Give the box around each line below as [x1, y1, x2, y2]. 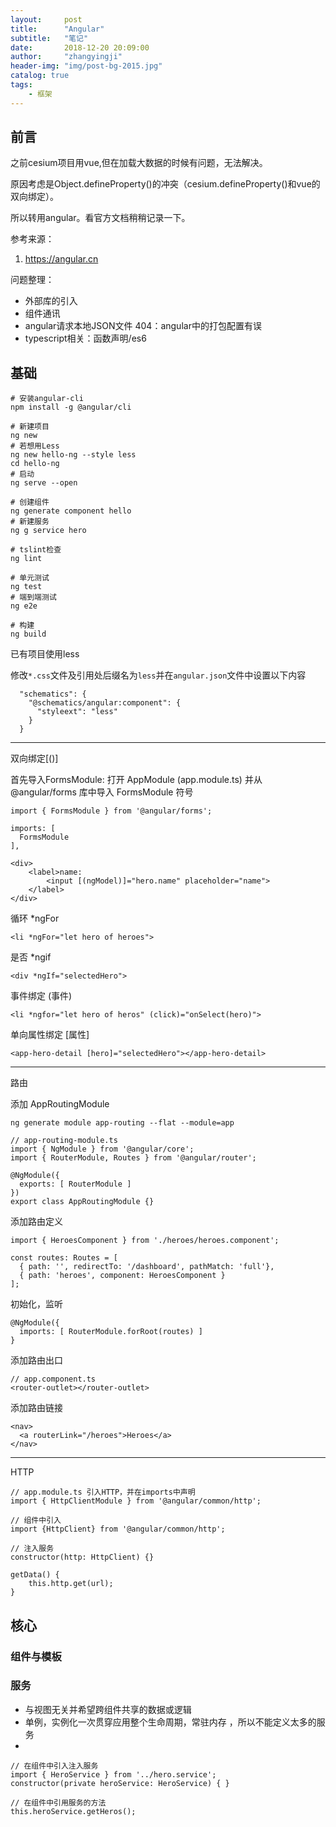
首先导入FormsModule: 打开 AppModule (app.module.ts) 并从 [10, 774, 263, 786]
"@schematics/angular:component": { [28, 698, 182, 708]
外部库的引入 [24, 295, 78, 307]
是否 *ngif [10, 951, 52, 963]
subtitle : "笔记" [10, 33, 89, 43]
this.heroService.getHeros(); [10, 1806, 137, 1816]
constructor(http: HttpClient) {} [10, 1552, 155, 1563]
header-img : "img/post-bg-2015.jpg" [10, 61, 163, 71]
